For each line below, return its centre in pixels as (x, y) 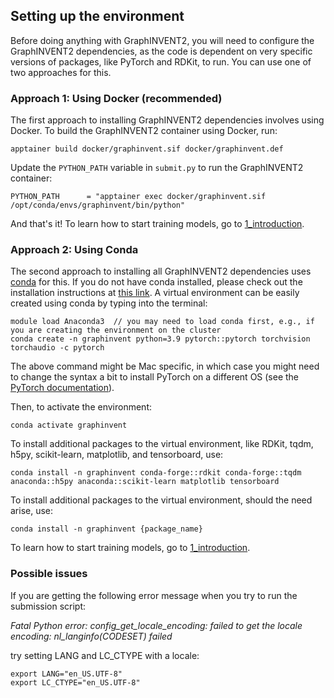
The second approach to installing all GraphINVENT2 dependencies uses (161, 271)
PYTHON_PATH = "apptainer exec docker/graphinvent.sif (138, 197)
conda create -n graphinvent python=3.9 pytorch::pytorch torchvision (160, 339)
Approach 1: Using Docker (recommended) (116, 98)
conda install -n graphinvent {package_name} (106, 529)
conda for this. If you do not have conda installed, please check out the (156, 282)
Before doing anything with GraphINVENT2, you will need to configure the (162, 40)
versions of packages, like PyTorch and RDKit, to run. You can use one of (161, 61)
